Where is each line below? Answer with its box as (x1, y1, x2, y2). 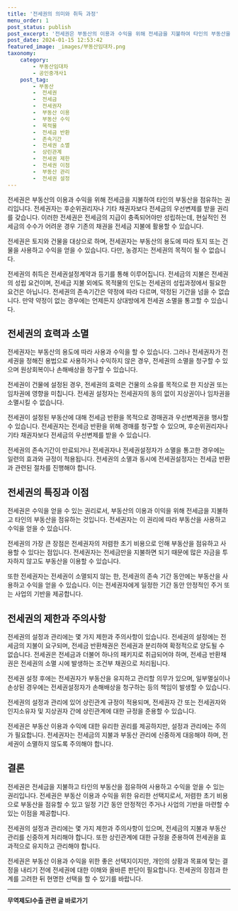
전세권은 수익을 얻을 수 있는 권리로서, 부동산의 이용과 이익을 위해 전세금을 (7, 507, 210, 515)
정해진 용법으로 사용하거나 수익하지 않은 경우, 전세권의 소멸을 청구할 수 (25, 357, 221, 365)
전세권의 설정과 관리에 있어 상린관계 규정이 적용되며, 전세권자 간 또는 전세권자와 (7, 698, 227, 706)
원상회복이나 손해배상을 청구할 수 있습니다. (20, 365, 138, 374)
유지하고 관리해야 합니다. (31, 842, 101, 850)
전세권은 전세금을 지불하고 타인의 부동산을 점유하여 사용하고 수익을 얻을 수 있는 (7, 782, 225, 791)
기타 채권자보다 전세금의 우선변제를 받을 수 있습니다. (7, 431, 151, 440)
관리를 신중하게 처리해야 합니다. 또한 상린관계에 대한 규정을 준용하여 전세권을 (7, 832, 220, 841)
